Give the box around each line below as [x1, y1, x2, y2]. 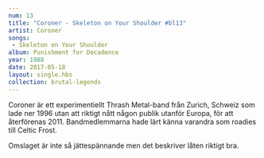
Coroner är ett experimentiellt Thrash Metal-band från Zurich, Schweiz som [8, 100, 256, 110]
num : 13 [8, 11, 34, 20]
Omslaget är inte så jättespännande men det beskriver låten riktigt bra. [8, 141, 239, 150]
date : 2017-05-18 [8, 64, 66, 71]
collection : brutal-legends [8, 78, 102, 86]
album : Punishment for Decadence [8, 48, 119, 56]
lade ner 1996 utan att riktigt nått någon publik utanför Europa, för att [8, 108, 234, 118]
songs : [8, 33, 30, 42]
